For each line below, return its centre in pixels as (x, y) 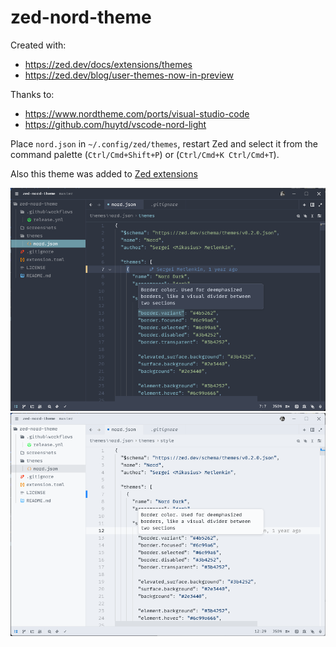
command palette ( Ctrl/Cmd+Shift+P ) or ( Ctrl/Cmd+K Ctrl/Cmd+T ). (145, 154)
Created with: (38, 45)
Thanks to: (32, 94)
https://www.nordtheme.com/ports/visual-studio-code (137, 113)
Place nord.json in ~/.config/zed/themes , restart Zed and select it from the (164, 143)
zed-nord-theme (81, 17)
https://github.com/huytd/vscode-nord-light (115, 124)
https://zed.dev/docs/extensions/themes (108, 64)
